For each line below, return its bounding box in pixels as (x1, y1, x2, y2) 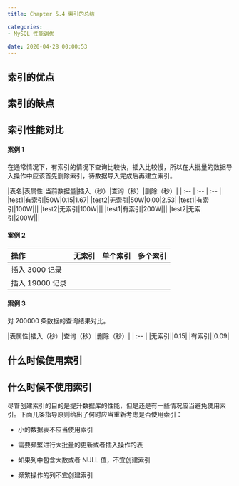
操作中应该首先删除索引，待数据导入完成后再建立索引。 (13, 171, 176, 180)
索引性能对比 (7, 124, 64, 136)
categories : (7, 23, 43, 31)
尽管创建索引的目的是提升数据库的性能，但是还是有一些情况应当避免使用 (7, 401, 220, 410)
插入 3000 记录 (11, 265, 63, 275)
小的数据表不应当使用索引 (17, 425, 93, 434)
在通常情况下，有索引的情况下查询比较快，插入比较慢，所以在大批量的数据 (7, 162, 226, 171)
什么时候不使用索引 (7, 381, 92, 393)
